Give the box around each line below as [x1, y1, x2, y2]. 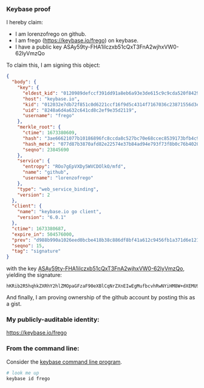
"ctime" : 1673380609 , [22, 130, 78, 136]
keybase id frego [6, 375, 50, 381]
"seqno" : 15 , [12, 242, 45, 249]
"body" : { [12, 79, 36, 85]
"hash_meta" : [22, 141, 56, 147]
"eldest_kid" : [22, 90, 59, 96]
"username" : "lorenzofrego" [22, 175, 94, 181]
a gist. [6, 300, 22, 308]
